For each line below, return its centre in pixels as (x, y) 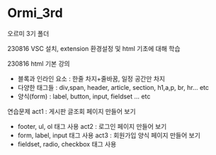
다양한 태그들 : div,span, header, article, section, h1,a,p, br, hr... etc (113, 87)
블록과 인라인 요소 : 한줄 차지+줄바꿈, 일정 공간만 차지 (91, 79)
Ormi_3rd (35, 13)
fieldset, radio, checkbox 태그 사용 (67, 144)
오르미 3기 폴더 (28, 33)
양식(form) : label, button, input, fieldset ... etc (84, 96)
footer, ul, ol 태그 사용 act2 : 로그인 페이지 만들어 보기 (92, 126)
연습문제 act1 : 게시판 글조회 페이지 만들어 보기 (72, 111)
